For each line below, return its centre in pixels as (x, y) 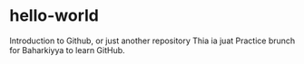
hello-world (54, 16)
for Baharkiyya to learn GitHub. (67, 50)
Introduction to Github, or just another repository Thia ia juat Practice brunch (152, 41)
